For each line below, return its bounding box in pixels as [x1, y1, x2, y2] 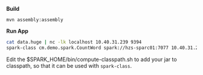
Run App [6, 27, 29, 34]
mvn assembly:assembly [6, 17, 63, 23]
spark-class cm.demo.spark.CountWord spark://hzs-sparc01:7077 [6, 45, 169, 51]
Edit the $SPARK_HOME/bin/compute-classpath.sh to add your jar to [6, 56, 177, 63]
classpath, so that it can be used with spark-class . [6, 62, 132, 69]
